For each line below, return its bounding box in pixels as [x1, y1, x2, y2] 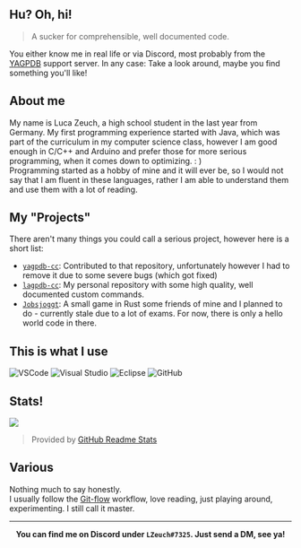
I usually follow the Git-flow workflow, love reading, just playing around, [9, 493, 273, 504]
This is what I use [9, 344, 108, 359]
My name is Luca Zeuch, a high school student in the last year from [9, 117, 258, 128]
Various [9, 460, 54, 475]
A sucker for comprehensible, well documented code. [30, 30, 230, 41]
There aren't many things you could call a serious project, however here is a [9, 233, 289, 245]
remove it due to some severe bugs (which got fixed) [21, 270, 218, 281]
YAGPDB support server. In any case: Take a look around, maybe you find [9, 57, 280, 68]
